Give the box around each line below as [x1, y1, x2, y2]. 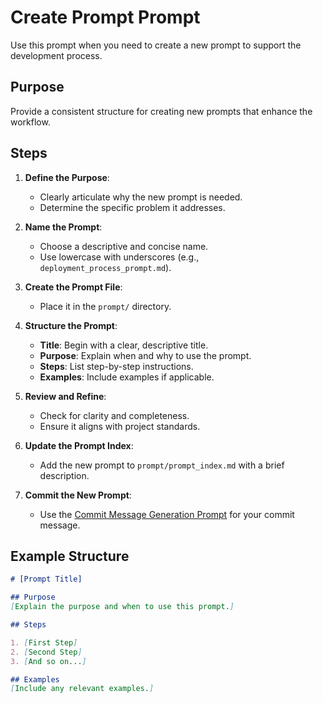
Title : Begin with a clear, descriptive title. [39, 339, 209, 351]
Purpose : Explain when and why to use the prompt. [39, 349, 252, 361]
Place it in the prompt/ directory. [39, 300, 172, 312]
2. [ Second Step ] [10, 647, 83, 657]
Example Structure [10, 547, 130, 565]
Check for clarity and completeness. [39, 409, 190, 421]
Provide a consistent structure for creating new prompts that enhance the [10, 105, 313, 117]
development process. [10, 49, 103, 61]
